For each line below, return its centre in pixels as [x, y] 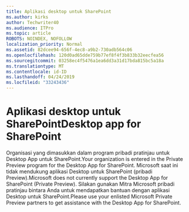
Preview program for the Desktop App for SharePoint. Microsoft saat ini [92, 165]
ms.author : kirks [27, 17]
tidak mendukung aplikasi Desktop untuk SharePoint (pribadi [79, 171]
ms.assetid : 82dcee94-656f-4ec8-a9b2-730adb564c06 [69, 50]
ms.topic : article [28, 33]
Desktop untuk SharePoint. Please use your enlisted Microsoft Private [90, 196]
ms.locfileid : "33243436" [38, 83]
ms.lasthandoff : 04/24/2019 [41, 77]
